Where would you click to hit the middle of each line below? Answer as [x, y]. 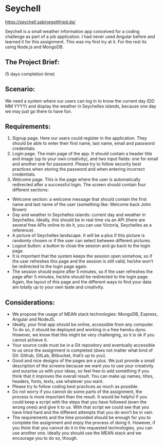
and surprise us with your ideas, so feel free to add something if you [81, 371]
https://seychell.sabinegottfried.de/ [40, 22]
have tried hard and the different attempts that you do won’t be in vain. [83, 412]
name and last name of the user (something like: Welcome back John [81, 204]
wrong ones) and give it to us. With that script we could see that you [81, 407]
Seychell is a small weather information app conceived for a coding [72, 31]
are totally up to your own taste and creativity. [58, 287]
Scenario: [20, 89]
